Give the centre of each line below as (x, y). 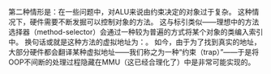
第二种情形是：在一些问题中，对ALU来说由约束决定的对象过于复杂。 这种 (130, 12)
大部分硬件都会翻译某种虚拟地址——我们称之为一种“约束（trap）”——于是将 (134, 52)
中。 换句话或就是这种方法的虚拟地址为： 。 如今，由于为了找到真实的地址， (135, 42)
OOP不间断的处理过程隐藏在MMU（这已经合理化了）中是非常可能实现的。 (132, 62)
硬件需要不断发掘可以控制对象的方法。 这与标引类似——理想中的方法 (144, 22)
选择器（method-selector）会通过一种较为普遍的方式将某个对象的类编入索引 (136, 32)
